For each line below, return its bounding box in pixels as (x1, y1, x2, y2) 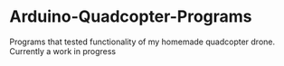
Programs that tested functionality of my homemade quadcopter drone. (9, 36, 276, 47)
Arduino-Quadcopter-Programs (9, 6, 252, 27)
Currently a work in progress (9, 45, 116, 56)
